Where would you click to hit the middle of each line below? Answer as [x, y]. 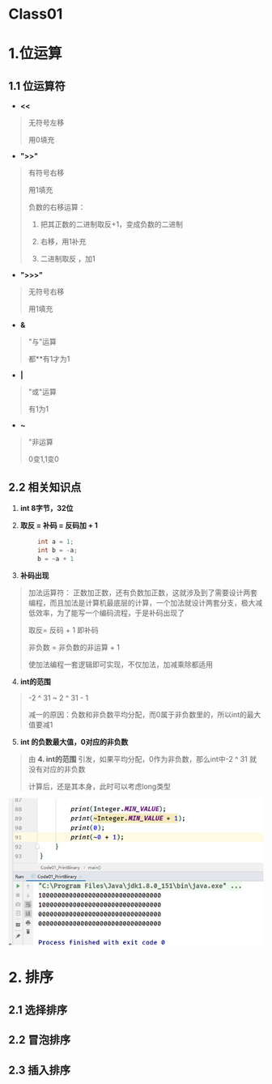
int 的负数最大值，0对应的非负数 [74, 742]
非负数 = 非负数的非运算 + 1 [74, 647]
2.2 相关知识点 [45, 487]
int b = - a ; [58, 550]
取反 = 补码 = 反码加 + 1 [59, 525]
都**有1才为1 [49, 359]
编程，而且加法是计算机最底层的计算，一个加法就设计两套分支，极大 [142, 602]
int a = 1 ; [56, 542]
